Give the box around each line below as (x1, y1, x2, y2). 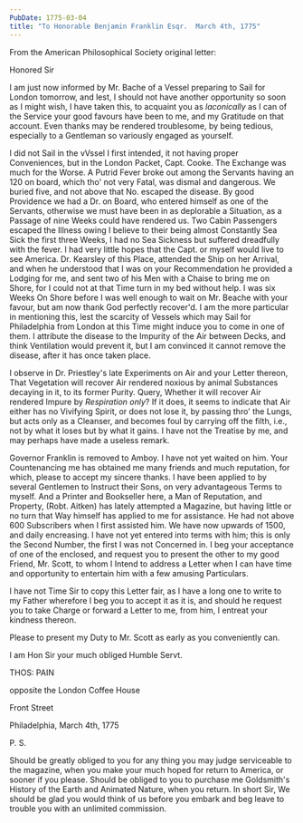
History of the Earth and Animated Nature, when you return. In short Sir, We (9, 783, 291, 794)
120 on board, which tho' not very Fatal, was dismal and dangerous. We (9, 176, 276, 187)
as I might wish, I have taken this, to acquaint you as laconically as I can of (9, 101, 288, 111)
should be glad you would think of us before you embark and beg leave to (9, 793, 285, 804)
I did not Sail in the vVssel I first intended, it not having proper (9, 147, 239, 159)
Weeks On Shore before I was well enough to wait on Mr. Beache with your (9, 292, 288, 303)
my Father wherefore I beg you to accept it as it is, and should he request (9, 595, 282, 605)
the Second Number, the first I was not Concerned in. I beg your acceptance (9, 538, 294, 549)
